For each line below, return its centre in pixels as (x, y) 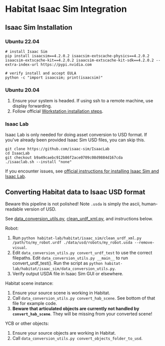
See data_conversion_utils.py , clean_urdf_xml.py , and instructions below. (79, 219)
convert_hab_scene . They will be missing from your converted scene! (82, 314)
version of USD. (40, 209)
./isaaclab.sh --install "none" (38, 162)
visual (19, 248)
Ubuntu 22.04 (22, 42)
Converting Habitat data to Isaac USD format (75, 192)
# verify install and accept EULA (41, 73)
